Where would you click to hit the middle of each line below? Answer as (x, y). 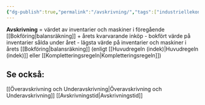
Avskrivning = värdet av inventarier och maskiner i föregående (85, 29)
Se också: (25, 75)
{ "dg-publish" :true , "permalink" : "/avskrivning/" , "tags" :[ (81, 12)
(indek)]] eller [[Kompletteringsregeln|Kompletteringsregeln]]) (84, 55)
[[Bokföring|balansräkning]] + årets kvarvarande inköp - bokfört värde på (99, 36)
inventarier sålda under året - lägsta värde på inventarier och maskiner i (96, 42)
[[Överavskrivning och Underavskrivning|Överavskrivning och (84, 89)
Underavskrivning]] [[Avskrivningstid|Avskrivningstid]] (75, 96)
